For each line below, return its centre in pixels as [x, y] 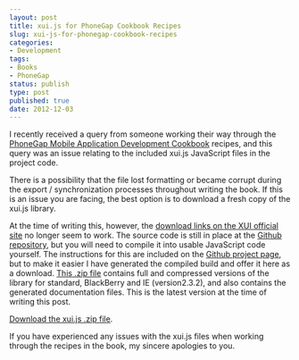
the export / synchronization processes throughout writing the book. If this [146, 189]
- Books [24, 68]
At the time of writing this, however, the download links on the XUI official [144, 226]
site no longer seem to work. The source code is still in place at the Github [146, 235]
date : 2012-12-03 [42, 109]
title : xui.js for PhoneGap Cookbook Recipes [95, 26]
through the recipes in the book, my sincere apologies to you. [122, 346]
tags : [19, 59]
